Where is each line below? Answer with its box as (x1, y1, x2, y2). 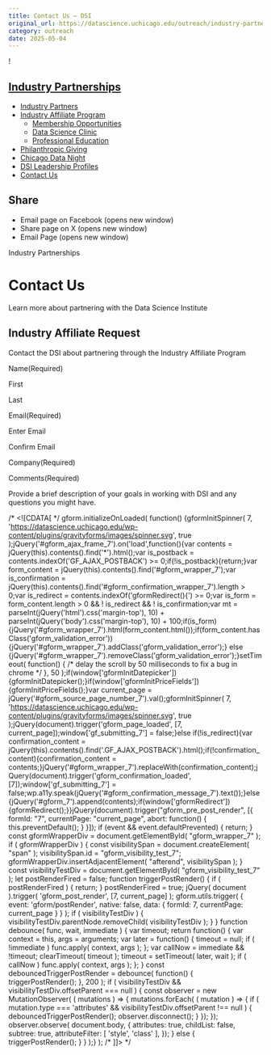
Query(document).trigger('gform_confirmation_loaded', (8, 770, 192, 780)
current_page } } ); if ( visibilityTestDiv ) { (8, 908, 144, 918)
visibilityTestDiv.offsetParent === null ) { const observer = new (8, 985, 218, 995)
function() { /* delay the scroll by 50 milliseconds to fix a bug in (27, 659, 238, 669)
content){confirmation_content (8, 753, 110, 763)
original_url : (8, 19, 56, 27)
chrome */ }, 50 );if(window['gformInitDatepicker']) (8, 668, 177, 677)
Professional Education (31, 136, 109, 146)
